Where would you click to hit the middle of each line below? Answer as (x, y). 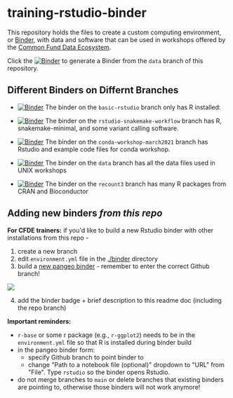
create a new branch (47, 251)
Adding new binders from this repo (85, 213)
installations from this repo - (48, 238)
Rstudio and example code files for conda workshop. (94, 149)
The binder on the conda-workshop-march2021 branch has (127, 142)
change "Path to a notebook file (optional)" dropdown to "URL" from (126, 364)
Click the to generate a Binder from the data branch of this (105, 60)
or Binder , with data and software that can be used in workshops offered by (116, 39)
